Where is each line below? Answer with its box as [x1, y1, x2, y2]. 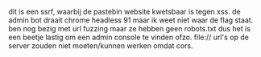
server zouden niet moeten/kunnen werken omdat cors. [8, 41, 193, 51]
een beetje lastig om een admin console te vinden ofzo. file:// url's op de [8, 32, 250, 42]
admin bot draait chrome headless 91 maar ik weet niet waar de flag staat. [8, 15, 254, 25]
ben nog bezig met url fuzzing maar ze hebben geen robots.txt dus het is [8, 24, 251, 33]
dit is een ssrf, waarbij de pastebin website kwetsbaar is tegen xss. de [8, 7, 241, 16]
